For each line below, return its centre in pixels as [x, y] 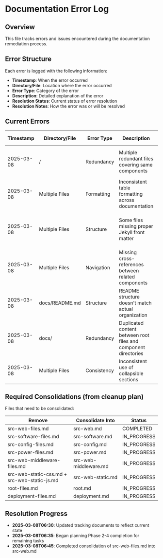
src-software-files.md [33, 437]
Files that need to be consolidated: [40, 409]
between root [134, 335]
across [126, 200]
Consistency [100, 370]
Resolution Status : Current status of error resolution [65, 101]
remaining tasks [28, 541]
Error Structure [28, 59]
